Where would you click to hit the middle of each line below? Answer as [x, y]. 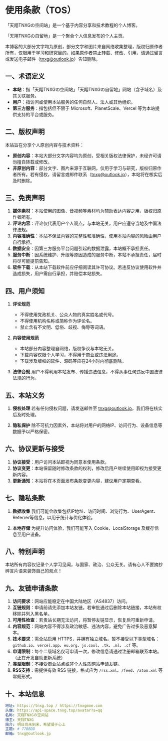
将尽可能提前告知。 [32, 261]
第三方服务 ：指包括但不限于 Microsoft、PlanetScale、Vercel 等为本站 [84, 108]
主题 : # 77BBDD [20, 729]
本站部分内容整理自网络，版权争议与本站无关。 [68, 349]
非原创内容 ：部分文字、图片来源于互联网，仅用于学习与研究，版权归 [82, 168]
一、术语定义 [25, 77]
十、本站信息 [25, 694]
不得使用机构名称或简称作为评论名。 [57, 321]
